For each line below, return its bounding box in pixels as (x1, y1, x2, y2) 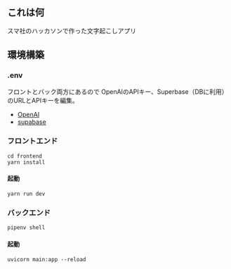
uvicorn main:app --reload (7, 256, 86, 263)
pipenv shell (7, 224, 46, 231)
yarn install (7, 158, 46, 166)
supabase (17, 118, 47, 126)
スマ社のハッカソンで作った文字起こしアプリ (7, 27, 137, 35)
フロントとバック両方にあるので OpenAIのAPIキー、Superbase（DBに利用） (7, 87, 228, 96)
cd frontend (7, 153, 42, 160)
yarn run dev (7, 191, 46, 198)
